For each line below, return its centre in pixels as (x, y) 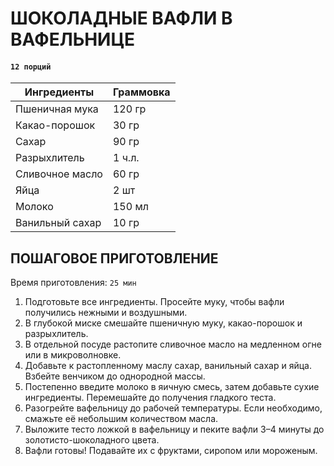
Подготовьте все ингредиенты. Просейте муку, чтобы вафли (154, 302)
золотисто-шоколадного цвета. (92, 440)
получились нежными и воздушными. (106, 313)
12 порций (31, 67)
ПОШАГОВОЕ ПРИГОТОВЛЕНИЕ (114, 258)
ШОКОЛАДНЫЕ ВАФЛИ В (121, 18)
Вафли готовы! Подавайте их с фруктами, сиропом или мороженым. (171, 451)
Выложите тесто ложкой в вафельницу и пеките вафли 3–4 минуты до (174, 429)
